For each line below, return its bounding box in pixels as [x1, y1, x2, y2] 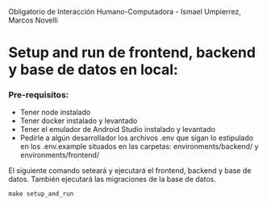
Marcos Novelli [8, 15, 58, 25]
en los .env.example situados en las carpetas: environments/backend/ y [19, 142, 259, 151]
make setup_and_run [8, 190, 74, 198]
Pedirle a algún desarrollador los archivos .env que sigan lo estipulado [19, 133, 254, 143]
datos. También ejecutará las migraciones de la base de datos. [8, 175, 216, 184]
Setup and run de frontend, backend [8, 43, 257, 62]
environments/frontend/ [19, 150, 99, 160]
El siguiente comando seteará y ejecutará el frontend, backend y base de [8, 166, 252, 175]
